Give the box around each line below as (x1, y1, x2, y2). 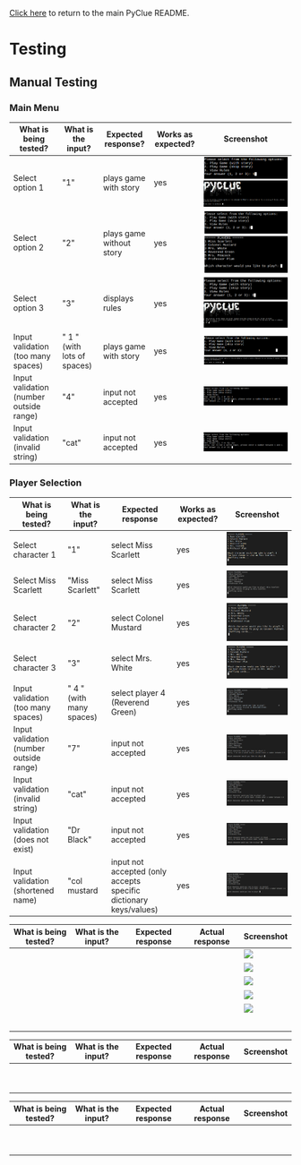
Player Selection (9, 476, 82, 489)
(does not (13, 835, 49, 845)
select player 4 (110, 688, 166, 698)
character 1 (13, 549, 56, 560)
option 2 (13, 242, 45, 253)
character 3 (13, 663, 56, 673)
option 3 (13, 303, 45, 313)
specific (110, 885, 141, 895)
